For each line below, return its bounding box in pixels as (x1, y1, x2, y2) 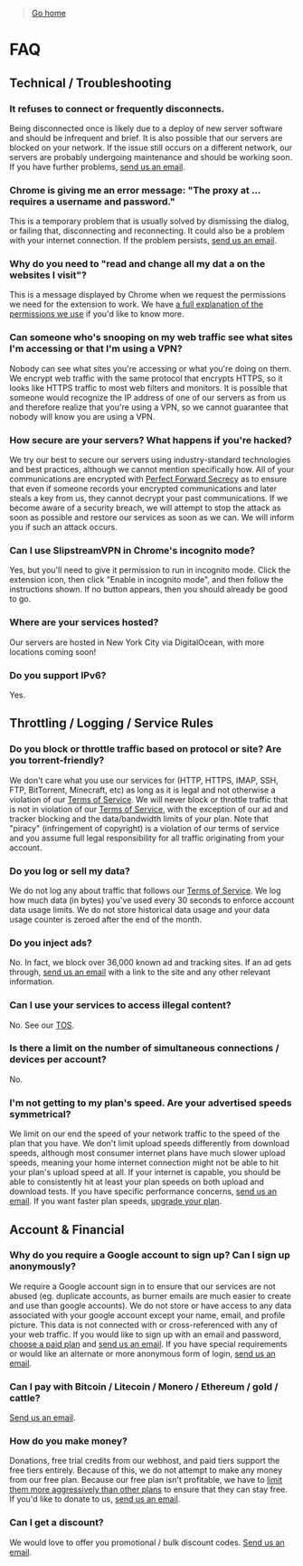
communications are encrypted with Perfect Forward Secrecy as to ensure (9, 474, 288, 485)
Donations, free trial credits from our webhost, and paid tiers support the (9, 1456, 280, 1466)
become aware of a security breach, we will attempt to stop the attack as (9, 502, 281, 514)
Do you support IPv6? (9, 669, 107, 681)
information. (9, 976, 55, 987)
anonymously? (9, 1260, 77, 1273)
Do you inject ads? (9, 936, 92, 949)
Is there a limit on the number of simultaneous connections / (9, 1042, 279, 1055)
